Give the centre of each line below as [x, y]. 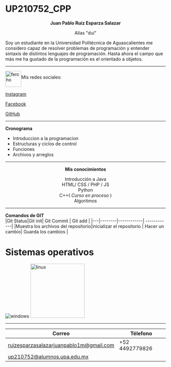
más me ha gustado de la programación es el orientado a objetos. [74, 59]
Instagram [16, 94]
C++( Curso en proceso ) [85, 195]
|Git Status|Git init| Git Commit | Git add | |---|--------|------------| [75, 221]
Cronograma [19, 128]
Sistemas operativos [50, 252]
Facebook [16, 104]
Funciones [23, 149]
